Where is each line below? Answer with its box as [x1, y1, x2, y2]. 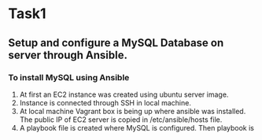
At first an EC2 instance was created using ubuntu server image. [19, 90, 229, 99]
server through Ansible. [8, 48, 128, 61]
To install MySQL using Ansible [8, 72, 130, 83]
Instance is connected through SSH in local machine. [19, 98, 191, 107]
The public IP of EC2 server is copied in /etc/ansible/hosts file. [19, 115, 223, 124]
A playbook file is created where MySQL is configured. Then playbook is [19, 123, 254, 132]
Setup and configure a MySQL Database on [8, 36, 224, 50]
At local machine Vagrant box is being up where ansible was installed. [19, 106, 246, 116]
